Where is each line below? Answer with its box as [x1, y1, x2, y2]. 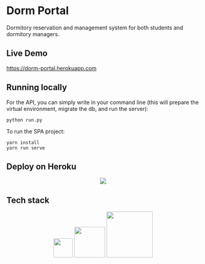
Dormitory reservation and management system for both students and [6, 24, 184, 31]
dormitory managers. [6, 30, 60, 37]
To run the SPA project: [6, 127, 65, 135]
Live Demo [6, 48, 48, 59]
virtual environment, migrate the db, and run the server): [6, 105, 149, 112]
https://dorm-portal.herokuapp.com [6, 64, 97, 72]
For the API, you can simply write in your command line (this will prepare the [6, 99, 199, 106]
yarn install [6, 139, 40, 146]
